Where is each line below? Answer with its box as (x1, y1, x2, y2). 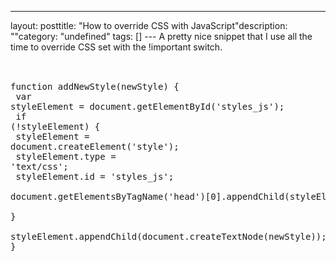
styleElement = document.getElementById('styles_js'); (10, 101, 285, 112)
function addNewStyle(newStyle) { (10, 81, 180, 92)
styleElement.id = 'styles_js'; (15, 171, 175, 182)
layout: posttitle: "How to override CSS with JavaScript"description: (10, 20, 288, 31)
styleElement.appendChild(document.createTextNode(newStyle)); (10, 231, 327, 242)
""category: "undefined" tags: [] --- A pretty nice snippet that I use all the (10, 31, 313, 42)
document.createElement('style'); (10, 141, 180, 152)
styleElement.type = (15, 151, 117, 162)
